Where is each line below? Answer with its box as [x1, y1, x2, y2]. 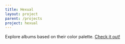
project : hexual [5, 20, 38, 26]
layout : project [5, 12, 38, 16]
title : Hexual [5, 7, 34, 12]
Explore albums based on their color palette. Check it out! [5, 34, 121, 40]
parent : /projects [5, 16, 42, 21]
